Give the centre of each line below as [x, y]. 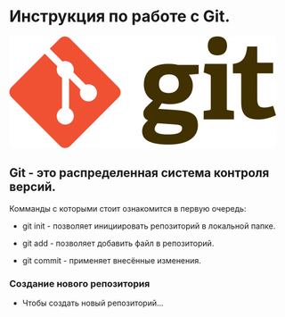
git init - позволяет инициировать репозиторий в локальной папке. [149, 226]
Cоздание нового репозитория [80, 283]
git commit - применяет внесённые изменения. [112, 260]
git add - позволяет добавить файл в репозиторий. [118, 243]
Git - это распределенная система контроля [139, 173]
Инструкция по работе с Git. [120, 17]
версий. [33, 187]
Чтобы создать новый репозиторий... [93, 303]
